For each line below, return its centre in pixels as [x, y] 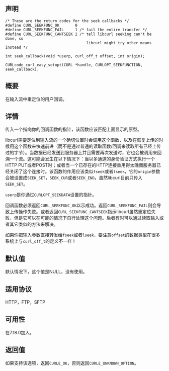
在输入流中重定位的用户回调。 [36, 99]
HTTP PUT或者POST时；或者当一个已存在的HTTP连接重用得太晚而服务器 [81, 165]
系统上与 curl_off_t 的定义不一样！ [41, 241]
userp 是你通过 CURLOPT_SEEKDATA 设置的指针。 [51, 195]
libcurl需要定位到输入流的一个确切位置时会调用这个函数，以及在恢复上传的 [82, 140]
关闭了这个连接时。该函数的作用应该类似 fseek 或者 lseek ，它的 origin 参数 [85, 171]
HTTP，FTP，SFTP [25, 302]
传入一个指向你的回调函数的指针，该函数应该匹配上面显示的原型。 [73, 129]
